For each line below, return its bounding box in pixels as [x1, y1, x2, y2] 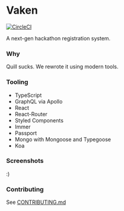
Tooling [6, 78, 28, 86]
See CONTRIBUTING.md [6, 199, 66, 206]
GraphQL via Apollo [14, 97, 63, 105]
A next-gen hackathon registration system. [6, 34, 111, 42]
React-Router [14, 111, 47, 118]
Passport [14, 129, 37, 137]
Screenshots [6, 157, 44, 165]
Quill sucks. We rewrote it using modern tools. [6, 63, 119, 70]
